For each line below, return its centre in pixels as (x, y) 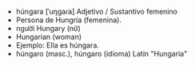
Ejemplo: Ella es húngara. (58, 45)
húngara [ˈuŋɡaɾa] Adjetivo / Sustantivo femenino (97, 12)
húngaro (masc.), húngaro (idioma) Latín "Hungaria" (101, 54)
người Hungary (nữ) (48, 28)
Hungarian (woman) (49, 37)
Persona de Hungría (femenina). (69, 20)
